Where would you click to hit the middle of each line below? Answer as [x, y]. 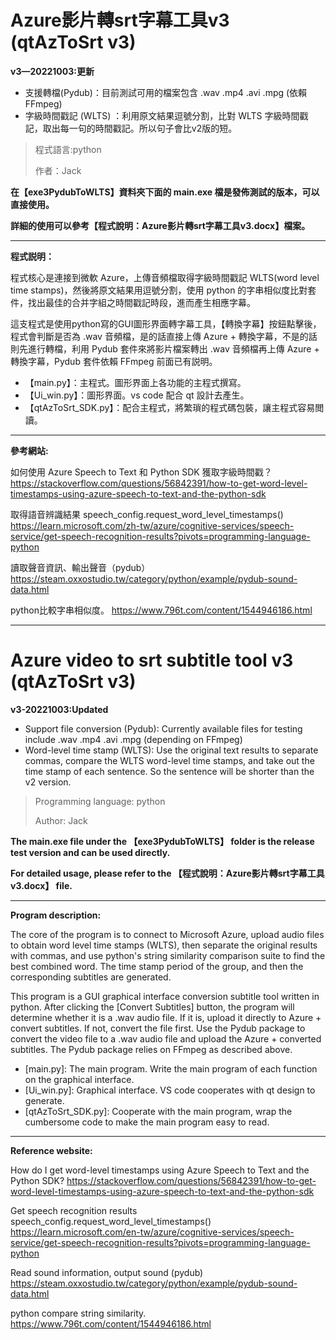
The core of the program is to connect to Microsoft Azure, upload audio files [167, 934]
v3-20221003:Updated [59, 709]
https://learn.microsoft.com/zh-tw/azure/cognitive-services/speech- [152, 525]
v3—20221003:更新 [52, 71]
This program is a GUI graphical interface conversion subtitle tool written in [165, 996]
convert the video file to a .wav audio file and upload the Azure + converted [166, 1038]
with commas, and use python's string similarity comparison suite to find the [168, 955]
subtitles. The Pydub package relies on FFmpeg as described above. [151, 1049]
